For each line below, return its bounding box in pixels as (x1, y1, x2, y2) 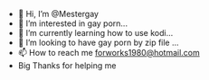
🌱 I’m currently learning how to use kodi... (17, 28, 174, 38)
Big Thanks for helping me (17, 60, 117, 71)
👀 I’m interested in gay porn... (17, 18, 128, 29)
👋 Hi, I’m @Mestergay (17, 9, 100, 19)
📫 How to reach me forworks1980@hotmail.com (17, 48, 201, 58)
